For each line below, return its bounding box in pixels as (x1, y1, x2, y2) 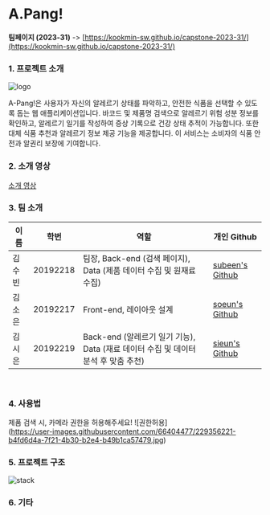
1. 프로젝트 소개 (8, 63, 64, 74)
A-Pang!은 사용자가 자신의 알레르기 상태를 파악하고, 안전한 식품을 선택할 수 (8, 98, 243, 108)
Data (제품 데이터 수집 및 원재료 (83, 264, 196, 276)
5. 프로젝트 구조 (8, 457, 66, 468)
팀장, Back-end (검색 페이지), (83, 252, 190, 264)
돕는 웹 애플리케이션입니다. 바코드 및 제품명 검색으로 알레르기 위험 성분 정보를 (16, 108, 260, 118)
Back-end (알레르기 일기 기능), (83, 331, 196, 342)
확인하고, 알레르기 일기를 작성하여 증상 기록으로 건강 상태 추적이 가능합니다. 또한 (8, 118, 260, 129)
